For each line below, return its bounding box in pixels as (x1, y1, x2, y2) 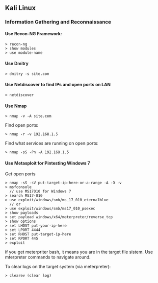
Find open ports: (5, 122, 39, 128)
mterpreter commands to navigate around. (5, 254, 91, 260)
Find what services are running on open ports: (5, 141, 99, 146)
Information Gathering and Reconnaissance (5, 19, 111, 25)
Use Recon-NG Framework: (5, 30, 62, 36)
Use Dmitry (5, 61, 28, 67)
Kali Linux (5, 4, 36, 12)
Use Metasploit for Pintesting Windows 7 (5, 160, 90, 166)
